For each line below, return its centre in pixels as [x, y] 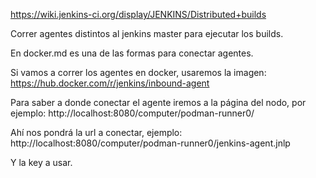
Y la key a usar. [41, 162]
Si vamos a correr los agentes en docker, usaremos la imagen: [138, 72]
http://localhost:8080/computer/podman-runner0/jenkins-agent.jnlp [150, 143]
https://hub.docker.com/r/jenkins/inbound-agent [110, 83]
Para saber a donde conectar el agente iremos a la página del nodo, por [158, 102]
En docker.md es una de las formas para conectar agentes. [132, 53]
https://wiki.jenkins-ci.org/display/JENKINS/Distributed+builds [138, 14]
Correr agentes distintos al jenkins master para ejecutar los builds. [147, 33]
